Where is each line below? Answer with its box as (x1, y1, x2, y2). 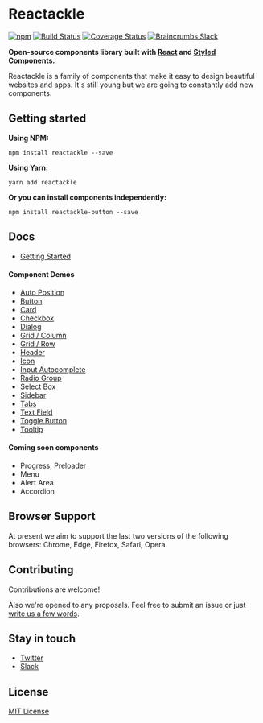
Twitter (19, 653, 44, 663)
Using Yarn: (8, 163, 48, 172)
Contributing (8, 563, 74, 576)
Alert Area (19, 477, 54, 487)
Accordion (19, 486, 55, 496)
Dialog (19, 321, 42, 331)
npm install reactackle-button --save (8, 208, 138, 216)
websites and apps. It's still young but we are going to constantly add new (8, 80, 254, 89)
